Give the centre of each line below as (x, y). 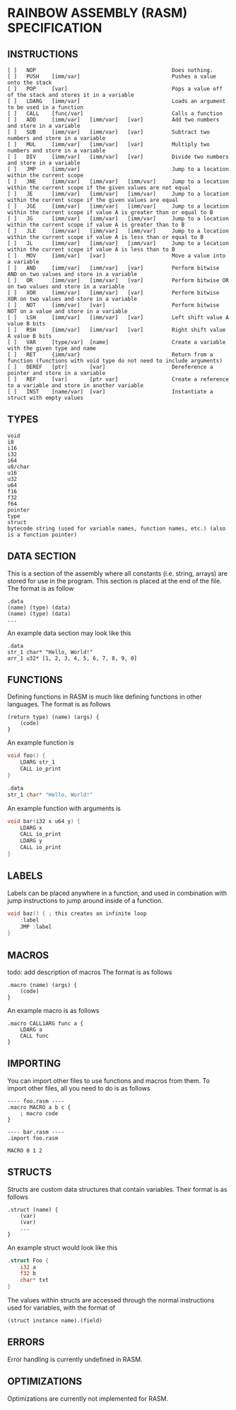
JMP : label (36, 927)
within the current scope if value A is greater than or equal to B (110, 213)
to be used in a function (45, 107)
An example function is (41, 742)
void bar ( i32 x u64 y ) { (44, 821)
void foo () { (26, 756)
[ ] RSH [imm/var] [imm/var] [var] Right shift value (117, 330)
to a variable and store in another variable (75, 386)
